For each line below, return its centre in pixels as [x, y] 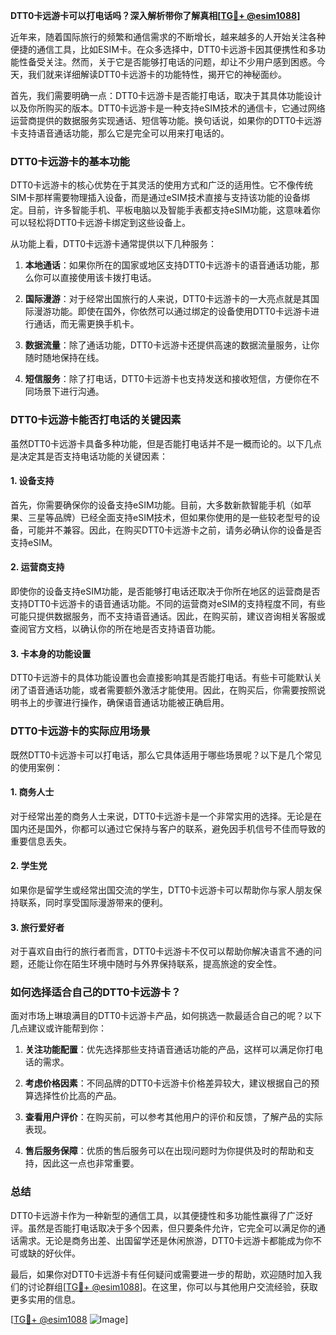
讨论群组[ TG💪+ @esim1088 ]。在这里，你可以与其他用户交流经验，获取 [172, 1286]
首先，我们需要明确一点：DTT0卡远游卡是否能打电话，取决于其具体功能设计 [166, 95]
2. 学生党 [29, 866]
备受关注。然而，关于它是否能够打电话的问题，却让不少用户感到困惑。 [172, 62]
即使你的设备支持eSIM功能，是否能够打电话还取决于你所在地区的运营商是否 [165, 591]
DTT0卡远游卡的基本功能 [70, 161]
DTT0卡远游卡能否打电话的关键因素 [96, 420]
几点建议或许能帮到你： [58, 1028]
